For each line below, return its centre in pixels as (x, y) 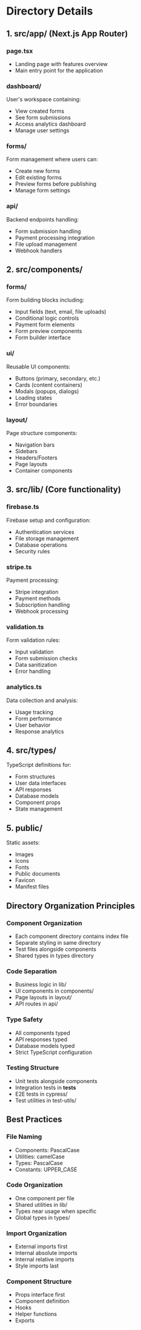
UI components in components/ (54, 991)
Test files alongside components (56, 949)
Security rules (32, 551)
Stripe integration (37, 592)
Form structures (35, 777)
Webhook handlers (38, 251)
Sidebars (26, 451)
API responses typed (41, 1039)
